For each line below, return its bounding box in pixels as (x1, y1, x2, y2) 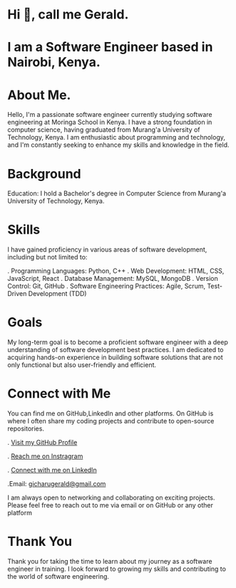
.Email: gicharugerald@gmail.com (7, 480, 106, 488)
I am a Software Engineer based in (7, 39, 213, 56)
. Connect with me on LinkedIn (7, 466, 98, 475)
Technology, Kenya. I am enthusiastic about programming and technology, (7, 133, 226, 142)
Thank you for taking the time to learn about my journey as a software (7, 557, 212, 565)
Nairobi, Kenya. (7, 54, 101, 71)
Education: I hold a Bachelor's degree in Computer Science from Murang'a (7, 189, 227, 198)
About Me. (7, 87, 71, 103)
